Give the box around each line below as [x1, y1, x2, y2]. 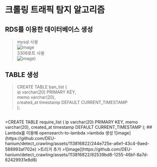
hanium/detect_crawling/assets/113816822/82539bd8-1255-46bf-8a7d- [5, 152, 149, 157]
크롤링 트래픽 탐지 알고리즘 [5, 4, 105, 15]
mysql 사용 [16, 39, 38, 45]
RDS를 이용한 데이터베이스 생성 [5, 25, 93, 33]
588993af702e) [5, 146, 37, 152]
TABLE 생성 [5, 71, 39, 79]
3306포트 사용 [16, 50, 45, 56]
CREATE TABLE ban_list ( [16, 84, 67, 90]
